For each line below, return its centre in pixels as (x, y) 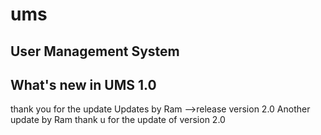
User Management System (95, 51)
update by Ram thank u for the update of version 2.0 (118, 120)
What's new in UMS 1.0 (83, 84)
